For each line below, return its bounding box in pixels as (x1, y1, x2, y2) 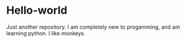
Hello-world (6, 4, 68, 17)
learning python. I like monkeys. (6, 29, 86, 36)
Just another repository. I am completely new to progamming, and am (6, 23, 181, 30)
